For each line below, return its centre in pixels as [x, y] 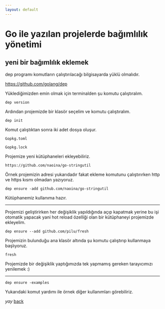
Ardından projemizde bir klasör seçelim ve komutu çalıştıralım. [68, 112]
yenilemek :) [18, 269]
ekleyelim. [15, 222]
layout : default [22, 10]
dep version [17, 102]
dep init [14, 120]
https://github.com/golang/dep [36, 84]
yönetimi [23, 44]
